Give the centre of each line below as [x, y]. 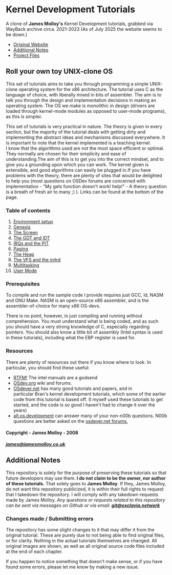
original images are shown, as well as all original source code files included [85, 546]
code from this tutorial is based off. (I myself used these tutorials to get [88, 399]
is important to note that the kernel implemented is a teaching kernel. [79, 142]
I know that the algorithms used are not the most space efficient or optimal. [85, 148]
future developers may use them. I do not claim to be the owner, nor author [86, 478]
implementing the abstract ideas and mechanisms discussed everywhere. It [85, 137]
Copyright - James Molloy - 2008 [42, 433]
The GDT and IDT [31, 238]
